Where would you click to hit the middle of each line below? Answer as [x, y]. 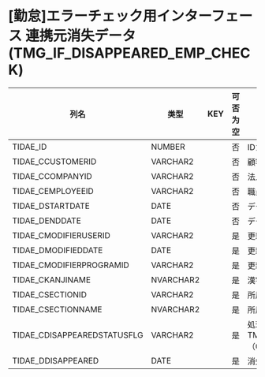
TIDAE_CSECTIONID [49, 294]
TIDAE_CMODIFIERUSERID [61, 235]
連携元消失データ [80, 36]
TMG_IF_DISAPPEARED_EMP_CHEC [132, 53]
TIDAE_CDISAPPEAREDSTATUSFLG [78, 334]
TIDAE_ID [30, 147]
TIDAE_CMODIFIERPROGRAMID [71, 265]
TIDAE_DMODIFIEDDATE [58, 250]
